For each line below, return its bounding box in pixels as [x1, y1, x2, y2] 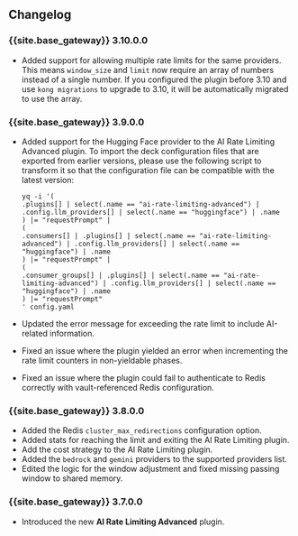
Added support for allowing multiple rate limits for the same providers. [21, 54, 282, 66]
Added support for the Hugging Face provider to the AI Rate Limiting [21, 135, 275, 147]
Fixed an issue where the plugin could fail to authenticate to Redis [21, 372, 266, 383]
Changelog [8, 7, 72, 23]
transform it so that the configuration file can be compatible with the [21, 164, 275, 175]
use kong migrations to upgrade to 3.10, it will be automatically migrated [21, 83, 289, 94]
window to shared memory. [21, 473, 123, 484]
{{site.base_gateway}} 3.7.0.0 [8, 495, 143, 508]
